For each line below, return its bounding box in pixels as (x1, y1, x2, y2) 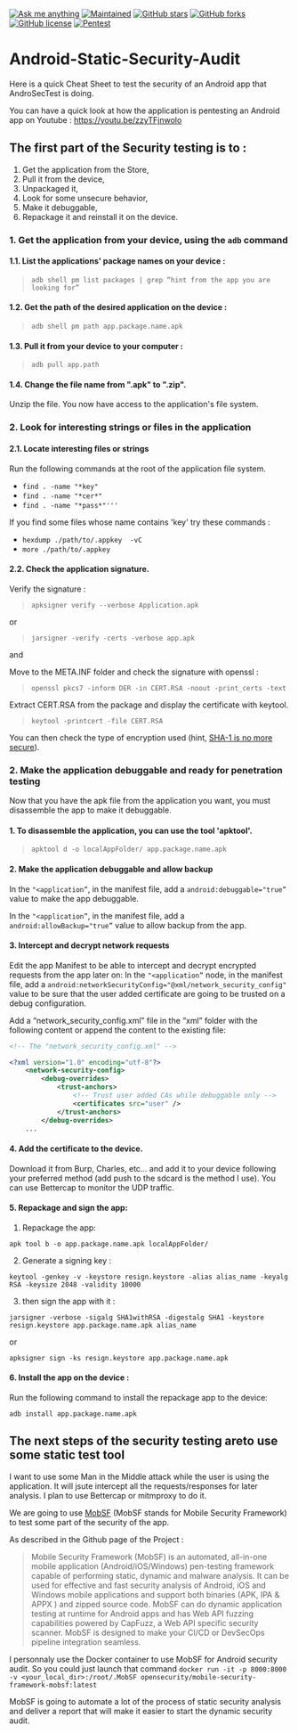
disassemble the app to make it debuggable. (9, 805, 172, 815)
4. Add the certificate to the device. (9, 1143, 144, 1154)
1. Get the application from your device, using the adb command (9, 233, 289, 246)
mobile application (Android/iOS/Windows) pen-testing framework (30, 1560, 274, 1572)
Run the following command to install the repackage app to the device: (9, 1393, 269, 1403)
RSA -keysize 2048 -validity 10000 (9, 1279, 141, 1289)
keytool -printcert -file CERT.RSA (30, 716, 164, 725)
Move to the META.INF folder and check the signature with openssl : (9, 666, 260, 677)
